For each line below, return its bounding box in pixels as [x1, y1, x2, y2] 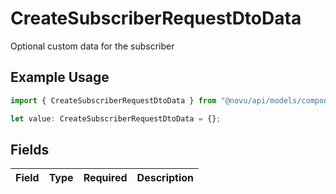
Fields [10, 141, 50, 158]
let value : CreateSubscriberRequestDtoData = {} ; [10, 113, 222, 124]
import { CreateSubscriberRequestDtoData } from [10, 95, 217, 106]
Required [83, 171, 128, 185]
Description [136, 171, 195, 185]
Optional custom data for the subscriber [10, 40, 175, 52]
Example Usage [10, 69, 110, 86]
